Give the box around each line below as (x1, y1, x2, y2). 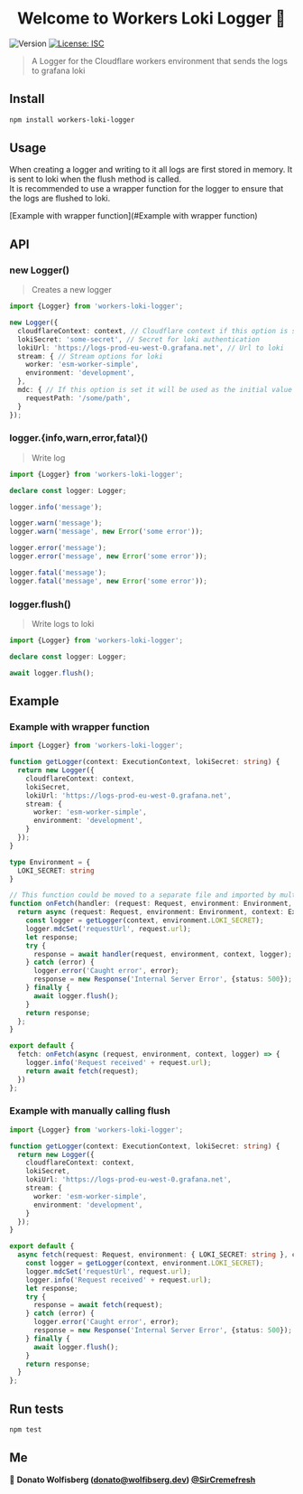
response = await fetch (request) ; (32, 1301, 164, 1310)
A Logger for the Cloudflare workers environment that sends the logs (31, 55, 289, 66)
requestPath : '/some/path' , (25, 393, 131, 403)
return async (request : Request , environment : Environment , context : (17, 908, 284, 917)
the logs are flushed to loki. (9, 193, 111, 204)
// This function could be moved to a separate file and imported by (9, 891, 277, 900)
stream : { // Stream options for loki (17, 351, 164, 360)
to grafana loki (31, 65, 86, 76)
